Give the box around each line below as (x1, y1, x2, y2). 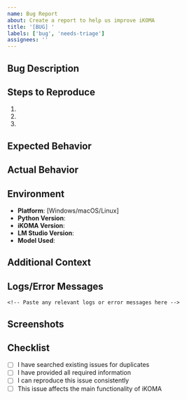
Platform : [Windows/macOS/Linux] (17, 206, 119, 215)
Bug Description (7, 62, 79, 74)
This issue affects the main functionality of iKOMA (17, 384, 162, 393)
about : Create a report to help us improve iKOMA (7, 17, 155, 24)
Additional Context (7, 257, 91, 269)
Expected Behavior (7, 140, 92, 152)
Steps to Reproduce (7, 86, 96, 98)
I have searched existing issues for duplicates (17, 361, 150, 369)
